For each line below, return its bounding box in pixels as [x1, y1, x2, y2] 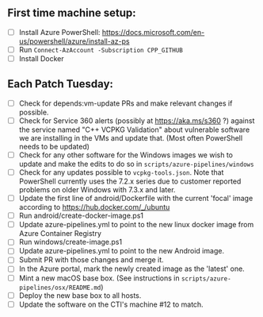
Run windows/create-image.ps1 [18, 238, 123, 247]
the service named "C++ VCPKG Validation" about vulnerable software [18, 125, 250, 134]
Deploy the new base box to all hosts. [18, 290, 142, 300]
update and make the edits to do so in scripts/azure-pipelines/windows [18, 159, 254, 168]
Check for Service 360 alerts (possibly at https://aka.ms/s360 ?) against [18, 115, 255, 126]
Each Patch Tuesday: [7, 77, 114, 91]
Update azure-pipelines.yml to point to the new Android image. [18, 246, 225, 256]
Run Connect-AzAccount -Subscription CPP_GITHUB [18, 44, 183, 54]
